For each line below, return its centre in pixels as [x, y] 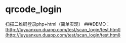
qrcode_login [34, 9]
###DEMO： [97, 24]
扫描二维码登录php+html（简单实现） [44, 24]
